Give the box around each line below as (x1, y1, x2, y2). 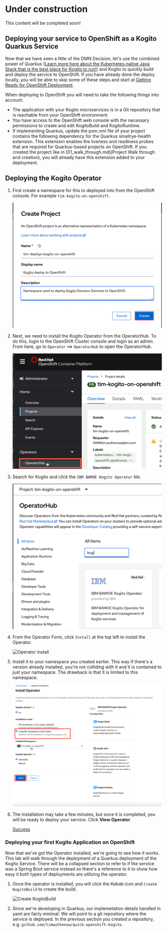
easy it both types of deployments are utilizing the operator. (5, 871, 128, 877)
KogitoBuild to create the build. (12, 886, 77, 892)
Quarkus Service (5, 42, 59, 51)
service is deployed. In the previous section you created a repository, (12, 916, 154, 922)
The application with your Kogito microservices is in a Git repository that (12, 106, 161, 113)
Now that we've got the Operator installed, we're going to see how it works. (5, 850, 160, 856)
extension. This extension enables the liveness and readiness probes (12, 138, 154, 144)
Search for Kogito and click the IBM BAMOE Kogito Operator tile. (12, 474, 142, 480)
